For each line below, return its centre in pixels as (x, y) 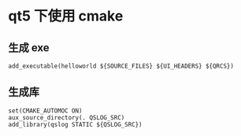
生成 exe (29, 48)
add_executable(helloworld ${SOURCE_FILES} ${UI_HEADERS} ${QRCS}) (121, 66)
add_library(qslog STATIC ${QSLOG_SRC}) (76, 124)
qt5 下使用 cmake (66, 16)
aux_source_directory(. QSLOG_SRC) (67, 118)
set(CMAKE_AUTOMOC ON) (45, 111)
